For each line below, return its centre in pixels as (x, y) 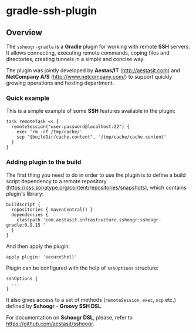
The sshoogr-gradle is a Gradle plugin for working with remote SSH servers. (98, 46)
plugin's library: (25, 194)
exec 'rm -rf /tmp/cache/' (50, 132)
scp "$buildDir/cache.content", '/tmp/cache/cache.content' (92, 137)
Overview (24, 33)
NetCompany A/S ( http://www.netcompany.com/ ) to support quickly (89, 77)
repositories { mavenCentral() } (52, 210)
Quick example (28, 98)
